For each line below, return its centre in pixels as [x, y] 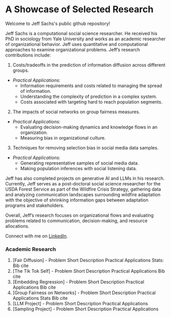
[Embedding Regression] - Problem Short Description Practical [78, 282]
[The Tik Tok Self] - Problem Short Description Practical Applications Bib [89, 271]
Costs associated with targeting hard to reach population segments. [91, 102]
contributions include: [28, 55]
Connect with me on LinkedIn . [37, 236]
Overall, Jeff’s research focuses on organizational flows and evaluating [80, 215]
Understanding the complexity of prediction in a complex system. [89, 96]
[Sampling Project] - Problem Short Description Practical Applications [85, 309]
